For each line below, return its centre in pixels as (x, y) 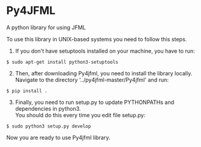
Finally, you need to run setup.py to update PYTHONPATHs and (95, 102)
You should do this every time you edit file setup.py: (80, 115)
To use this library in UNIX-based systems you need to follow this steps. (97, 39)
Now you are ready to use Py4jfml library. (58, 137)
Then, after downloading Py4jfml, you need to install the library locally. (104, 73)
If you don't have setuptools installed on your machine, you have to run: (105, 51)
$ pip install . (27, 91)
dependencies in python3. (48, 108)
